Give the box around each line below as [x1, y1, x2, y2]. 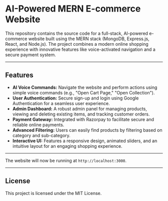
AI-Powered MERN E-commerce [5, 3, 141, 15]
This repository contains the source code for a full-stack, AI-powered [5, 30, 148, 36]
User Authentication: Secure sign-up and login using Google [12, 95, 139, 101]
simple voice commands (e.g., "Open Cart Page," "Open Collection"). [12, 89, 155, 95]
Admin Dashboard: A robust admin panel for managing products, [12, 106, 147, 112]
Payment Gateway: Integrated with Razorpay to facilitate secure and [12, 116, 154, 122]
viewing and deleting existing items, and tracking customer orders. [12, 111, 150, 117]
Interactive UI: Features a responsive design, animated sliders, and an [12, 138, 157, 144]
